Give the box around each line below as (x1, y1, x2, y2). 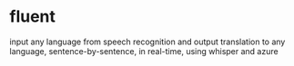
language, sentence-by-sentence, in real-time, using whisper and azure (9, 45, 279, 56)
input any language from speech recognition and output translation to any (9, 36, 286, 47)
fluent (9, 6, 56, 27)
